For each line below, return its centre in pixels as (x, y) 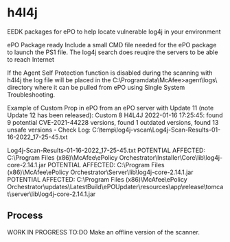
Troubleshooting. (31, 95)
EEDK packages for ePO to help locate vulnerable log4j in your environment (114, 32)
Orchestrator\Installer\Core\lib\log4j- (171, 157)
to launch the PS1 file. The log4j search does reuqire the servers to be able (113, 52)
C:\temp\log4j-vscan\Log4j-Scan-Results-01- (157, 130)
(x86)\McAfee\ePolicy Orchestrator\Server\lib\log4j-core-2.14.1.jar (100, 172)
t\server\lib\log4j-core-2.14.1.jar (51, 194)
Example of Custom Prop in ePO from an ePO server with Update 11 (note (111, 108)
